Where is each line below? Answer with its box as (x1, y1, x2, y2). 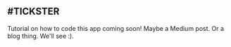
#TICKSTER (7, 6, 60, 18)
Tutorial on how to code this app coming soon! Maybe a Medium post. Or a (7, 24, 224, 32)
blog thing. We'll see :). (7, 32, 74, 40)
